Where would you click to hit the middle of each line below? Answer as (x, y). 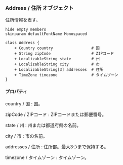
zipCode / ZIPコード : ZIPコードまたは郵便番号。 (56, 114)
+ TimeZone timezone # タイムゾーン (66, 75)
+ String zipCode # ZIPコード (64, 54)
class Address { (22, 43)
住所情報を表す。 (23, 20)
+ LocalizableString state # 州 (57, 59)
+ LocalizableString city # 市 (57, 64)
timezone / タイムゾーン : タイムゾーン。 (47, 157)
